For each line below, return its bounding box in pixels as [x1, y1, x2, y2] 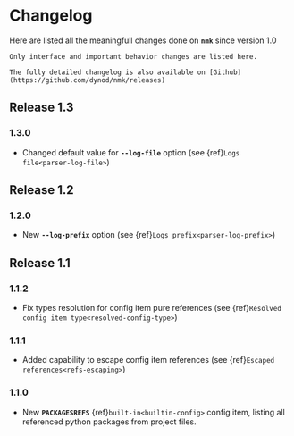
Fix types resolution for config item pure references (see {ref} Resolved [21, 303, 281, 313]
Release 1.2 [9, 182, 74, 197]
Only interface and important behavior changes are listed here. [9, 52, 257, 61]
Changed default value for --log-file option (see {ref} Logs [21, 147, 240, 157]
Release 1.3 [9, 100, 74, 115]
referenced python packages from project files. [21, 416, 197, 427]
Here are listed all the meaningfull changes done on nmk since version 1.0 [9, 35, 277, 46]
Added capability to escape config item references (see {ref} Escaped [21, 355, 275, 365]
